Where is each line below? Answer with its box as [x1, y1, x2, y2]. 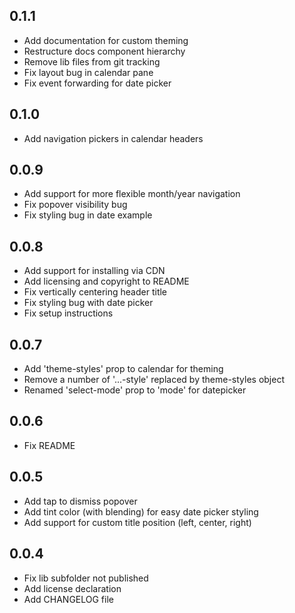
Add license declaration [23, 582, 122, 594]
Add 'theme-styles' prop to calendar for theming [23, 363, 224, 375]
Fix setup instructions [23, 307, 114, 319]
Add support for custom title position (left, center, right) [23, 516, 252, 528]
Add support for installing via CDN [23, 265, 166, 277]
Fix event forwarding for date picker [23, 77, 172, 89]
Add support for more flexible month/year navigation [23, 188, 241, 200]
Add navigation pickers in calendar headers [23, 132, 204, 144]
